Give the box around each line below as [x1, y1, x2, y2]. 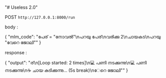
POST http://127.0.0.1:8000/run [5, 14, 75, 20]
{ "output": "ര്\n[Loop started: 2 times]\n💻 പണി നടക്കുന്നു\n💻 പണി [5, 60, 147, 65]
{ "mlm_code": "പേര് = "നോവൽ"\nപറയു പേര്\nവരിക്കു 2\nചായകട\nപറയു [5, 34, 161, 40]
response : [5, 50, 27, 55]
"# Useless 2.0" [5, 5, 38, 10]
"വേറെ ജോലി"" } [5, 40, 41, 45]
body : [5, 24, 18, 30]
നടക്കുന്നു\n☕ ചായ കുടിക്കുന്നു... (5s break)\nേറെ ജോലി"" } [5, 67, 128, 73]
